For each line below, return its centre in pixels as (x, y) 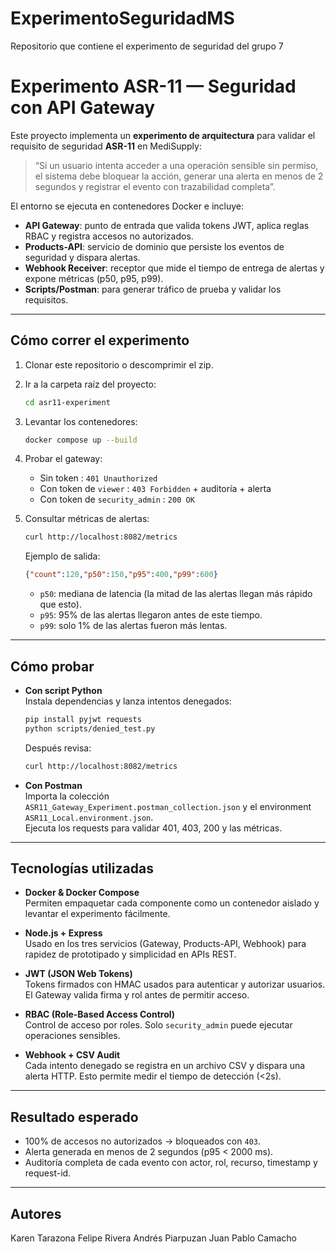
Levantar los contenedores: (81, 421)
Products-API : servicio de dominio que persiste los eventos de (154, 246)
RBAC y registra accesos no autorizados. (109, 236)
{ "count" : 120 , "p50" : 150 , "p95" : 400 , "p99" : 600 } (121, 575)
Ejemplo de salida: (62, 556)
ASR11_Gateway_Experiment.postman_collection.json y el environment (168, 806)
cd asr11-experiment (67, 402)
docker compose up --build (81, 440)
